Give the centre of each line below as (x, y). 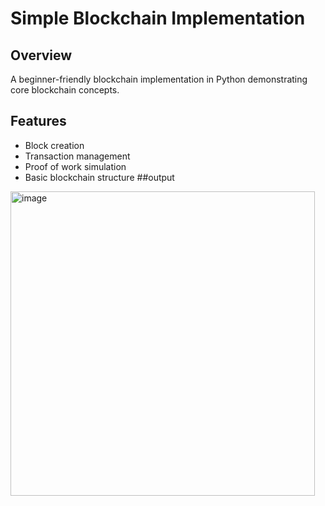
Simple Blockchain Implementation (158, 18)
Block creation (54, 145)
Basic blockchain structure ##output (99, 177)
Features (38, 121)
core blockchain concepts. (65, 90)
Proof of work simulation (75, 166)
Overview (41, 55)
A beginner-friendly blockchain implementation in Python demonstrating (159, 79)
